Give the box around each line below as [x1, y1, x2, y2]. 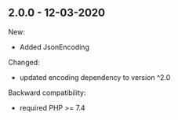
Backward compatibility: [8, 88, 86, 97]
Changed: [8, 57, 40, 67]
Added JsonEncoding [19, 42, 90, 52]
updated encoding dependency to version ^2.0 [19, 72, 171, 82]
